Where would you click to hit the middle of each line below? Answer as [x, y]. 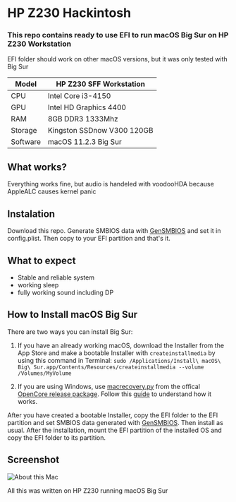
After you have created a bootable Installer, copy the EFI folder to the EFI [113, 415]
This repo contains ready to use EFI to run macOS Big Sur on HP [118, 35]
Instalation [31, 214]
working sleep [38, 285]
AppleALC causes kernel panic [52, 191]
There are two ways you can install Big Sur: [70, 331]
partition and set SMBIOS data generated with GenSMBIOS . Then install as [115, 422]
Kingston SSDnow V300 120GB [100, 131]
